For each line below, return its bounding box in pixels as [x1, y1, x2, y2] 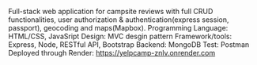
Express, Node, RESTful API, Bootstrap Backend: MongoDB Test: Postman [8, 40, 250, 49]
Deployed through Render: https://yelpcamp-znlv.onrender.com [8, 49, 216, 57]
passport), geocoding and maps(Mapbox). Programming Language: [8, 23, 229, 32]
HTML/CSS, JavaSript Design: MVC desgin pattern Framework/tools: [8, 31, 232, 41]
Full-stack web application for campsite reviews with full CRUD [8, 7, 214, 16]
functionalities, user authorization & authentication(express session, [8, 15, 229, 24]
